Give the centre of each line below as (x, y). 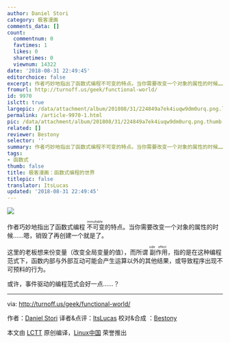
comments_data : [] (33, 26)
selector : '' (26, 141)
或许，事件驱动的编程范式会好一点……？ (63, 284)
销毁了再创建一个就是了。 (72, 236)
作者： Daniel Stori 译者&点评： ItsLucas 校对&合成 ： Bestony (92, 318)
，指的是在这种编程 (194, 252)
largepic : (21, 109)
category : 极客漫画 (33, 20)
